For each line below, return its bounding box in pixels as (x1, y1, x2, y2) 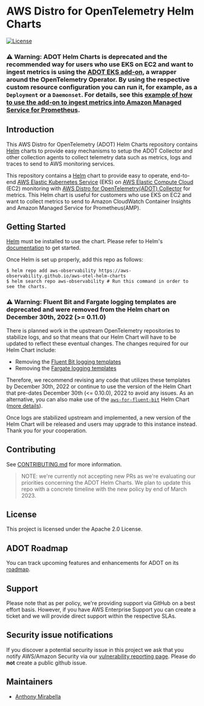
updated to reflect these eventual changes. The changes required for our (6, 339, 189, 347)
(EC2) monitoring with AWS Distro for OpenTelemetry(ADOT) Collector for (6, 184, 191, 192)
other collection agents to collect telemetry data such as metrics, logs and (6, 153, 192, 161)
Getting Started (6, 222, 66, 232)
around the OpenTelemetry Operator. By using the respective (6, 75, 190, 83)
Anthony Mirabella (15, 693, 61, 700)
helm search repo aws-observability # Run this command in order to (12, 279, 189, 285)
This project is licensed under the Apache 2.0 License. (6, 525, 143, 533)
